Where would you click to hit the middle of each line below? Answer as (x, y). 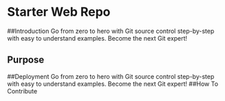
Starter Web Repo (59, 12)
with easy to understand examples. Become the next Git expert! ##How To (113, 84)
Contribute (22, 91)
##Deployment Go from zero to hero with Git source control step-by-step (111, 76)
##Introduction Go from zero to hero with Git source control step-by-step (111, 31)
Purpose (26, 60)
